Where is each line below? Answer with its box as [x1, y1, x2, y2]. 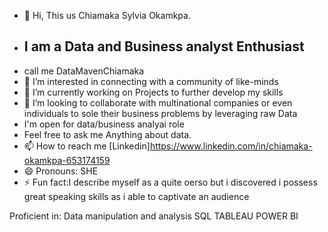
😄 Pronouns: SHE [23, 165, 99, 177]
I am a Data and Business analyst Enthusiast [23, 38, 305, 55]
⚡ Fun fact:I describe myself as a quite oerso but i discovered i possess [23, 176, 318, 188]
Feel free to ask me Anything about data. [23, 128, 192, 140]
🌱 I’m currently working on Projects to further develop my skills [23, 86, 284, 98]
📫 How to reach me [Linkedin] [23, 140, 151, 152]
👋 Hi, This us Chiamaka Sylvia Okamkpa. [23, 10, 191, 21]
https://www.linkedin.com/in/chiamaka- [149, 140, 313, 152]
